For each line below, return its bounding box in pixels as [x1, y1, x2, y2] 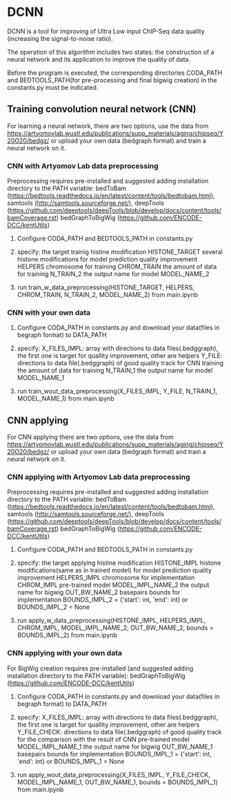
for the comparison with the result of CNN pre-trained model [17, 735, 190, 743]
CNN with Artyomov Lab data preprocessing [7, 161, 159, 170]
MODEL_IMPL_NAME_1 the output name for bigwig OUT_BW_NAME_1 [17, 742, 213, 751]
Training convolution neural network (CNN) [7, 103, 197, 115]
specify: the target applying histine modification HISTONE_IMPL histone [17, 558, 221, 567]
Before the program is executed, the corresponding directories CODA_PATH [7, 69, 223, 77]
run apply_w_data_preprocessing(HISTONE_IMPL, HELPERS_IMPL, [17, 617, 206, 625]
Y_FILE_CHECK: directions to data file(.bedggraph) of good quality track [17, 727, 222, 736]
